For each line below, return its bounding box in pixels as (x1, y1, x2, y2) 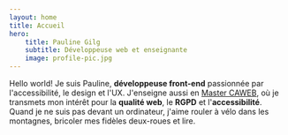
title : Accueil (9, 21, 65, 30)
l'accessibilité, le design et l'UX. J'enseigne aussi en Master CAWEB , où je (9, 87, 280, 98)
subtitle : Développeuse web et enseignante (25, 46, 188, 55)
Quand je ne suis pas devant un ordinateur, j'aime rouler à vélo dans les (9, 107, 269, 116)
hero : (9, 29, 29, 38)
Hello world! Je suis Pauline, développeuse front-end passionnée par (9, 79, 264, 88)
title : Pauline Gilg (25, 37, 101, 47)
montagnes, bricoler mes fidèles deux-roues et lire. (9, 116, 196, 126)
